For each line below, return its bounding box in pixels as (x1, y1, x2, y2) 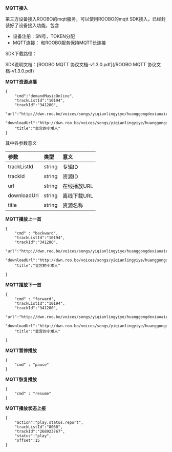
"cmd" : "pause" (14, 362, 50, 367)
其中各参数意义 (5, 140, 37, 146)
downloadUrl (8, 192, 39, 199)
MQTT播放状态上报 (5, 405, 46, 411)
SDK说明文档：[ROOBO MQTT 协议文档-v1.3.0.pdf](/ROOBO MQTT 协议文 (5, 62, 161, 67)
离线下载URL (62, 192, 94, 199)
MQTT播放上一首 (5, 216, 42, 222)
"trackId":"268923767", (14, 429, 66, 434)
